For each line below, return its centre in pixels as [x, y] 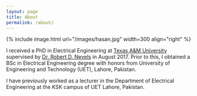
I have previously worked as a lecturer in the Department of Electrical [90, 81]
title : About [22, 17]
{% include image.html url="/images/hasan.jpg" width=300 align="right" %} [99, 39]
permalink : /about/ [30, 22]
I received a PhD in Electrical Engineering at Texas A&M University [86, 51]
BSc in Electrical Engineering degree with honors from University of [88, 63]
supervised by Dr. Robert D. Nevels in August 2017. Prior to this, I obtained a [98, 57]
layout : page [22, 11]
